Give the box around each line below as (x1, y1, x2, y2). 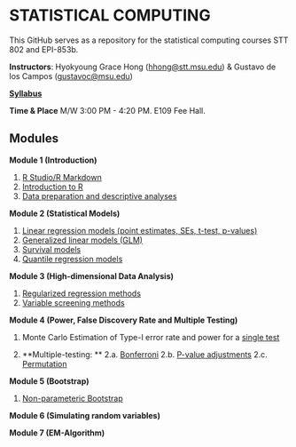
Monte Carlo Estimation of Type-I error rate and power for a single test (21, 331, 280, 342)
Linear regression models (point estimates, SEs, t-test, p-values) (21, 225, 258, 235)
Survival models (21, 243, 82, 254)
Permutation (21, 358, 68, 369)
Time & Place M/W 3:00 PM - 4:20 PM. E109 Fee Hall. (9, 105, 206, 116)
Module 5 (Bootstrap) (9, 375, 90, 387)
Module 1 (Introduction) (9, 155, 97, 165)
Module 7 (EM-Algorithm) (9, 427, 105, 438)
